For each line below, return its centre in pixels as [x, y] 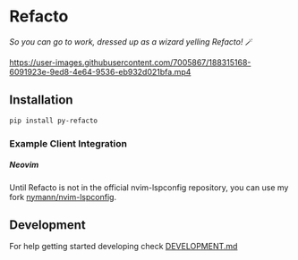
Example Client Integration [68, 143]
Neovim [24, 165]
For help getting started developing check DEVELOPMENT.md [123, 247]
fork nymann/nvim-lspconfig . [63, 197]
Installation [41, 100]
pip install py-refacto [54, 121]
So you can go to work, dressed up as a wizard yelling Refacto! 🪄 [131, 41]
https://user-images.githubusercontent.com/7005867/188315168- [130, 62]
